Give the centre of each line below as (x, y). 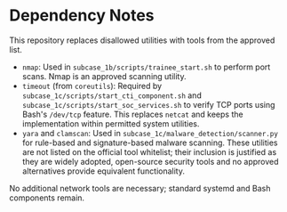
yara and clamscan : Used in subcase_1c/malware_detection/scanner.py (150, 133)
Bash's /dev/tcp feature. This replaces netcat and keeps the (132, 114)
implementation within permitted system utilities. (111, 123)
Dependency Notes (82, 16)
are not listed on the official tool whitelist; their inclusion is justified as (149, 151)
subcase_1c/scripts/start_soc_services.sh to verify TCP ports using (148, 104)
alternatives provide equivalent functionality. (103, 171)
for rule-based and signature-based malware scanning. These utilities (150, 143)
